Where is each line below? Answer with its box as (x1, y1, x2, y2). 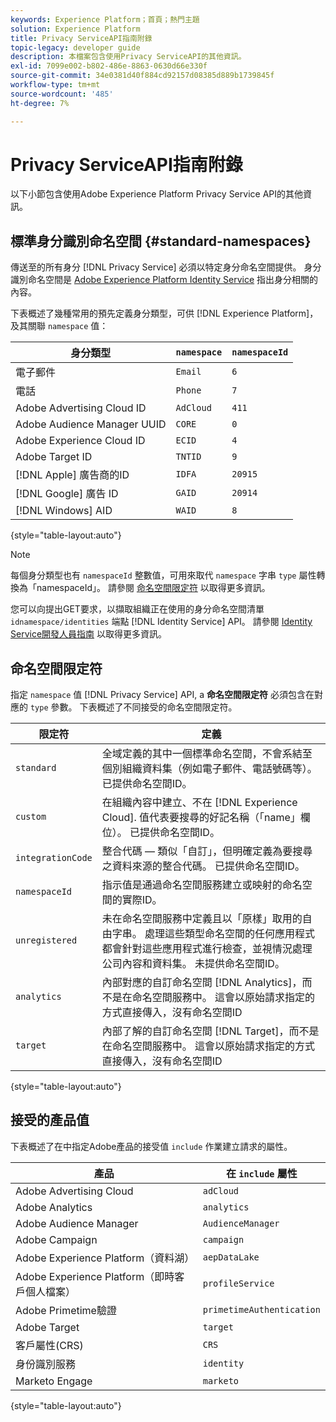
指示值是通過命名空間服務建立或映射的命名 (101, 878, 303, 892)
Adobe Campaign (15, 1232, 98, 1246)
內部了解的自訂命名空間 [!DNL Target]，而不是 (101, 1024, 320, 1038)
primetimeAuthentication (202, 1304, 321, 1315)
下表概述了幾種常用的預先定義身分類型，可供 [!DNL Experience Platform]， (10, 307, 319, 320)
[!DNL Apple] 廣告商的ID (15, 468, 130, 482)
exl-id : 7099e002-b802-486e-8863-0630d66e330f (10, 61, 208, 71)
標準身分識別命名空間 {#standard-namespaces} (10, 232, 312, 250)
